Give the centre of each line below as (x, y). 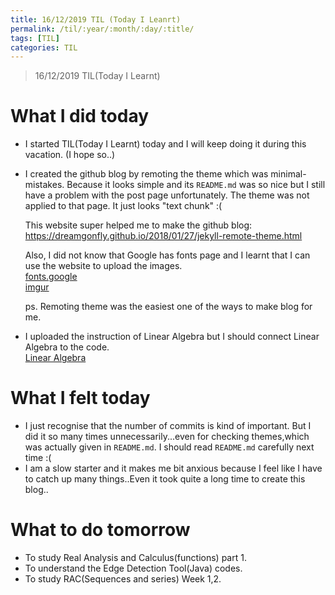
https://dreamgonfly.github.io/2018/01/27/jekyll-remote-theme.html (163, 236)
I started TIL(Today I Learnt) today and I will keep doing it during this (165, 144)
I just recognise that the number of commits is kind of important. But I (168, 426)
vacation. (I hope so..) (70, 155)
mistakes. (44, 185)
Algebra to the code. (67, 347)
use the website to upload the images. (103, 266)
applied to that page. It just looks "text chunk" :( (123, 206)
